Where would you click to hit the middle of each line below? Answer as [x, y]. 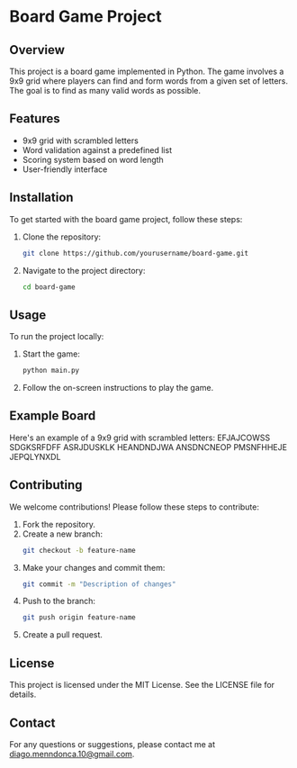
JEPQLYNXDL [35, 456]
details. [23, 694]
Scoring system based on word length [93, 159]
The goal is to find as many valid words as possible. [105, 90]
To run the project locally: [57, 337]
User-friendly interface [65, 169]
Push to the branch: [59, 601]
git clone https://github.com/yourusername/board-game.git [135, 253]
